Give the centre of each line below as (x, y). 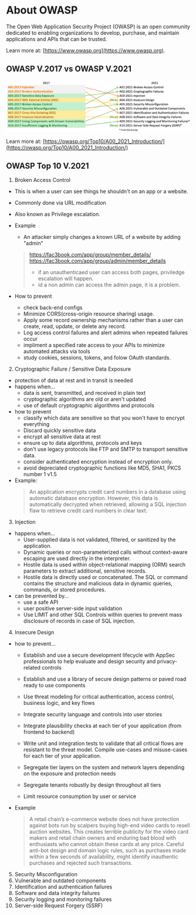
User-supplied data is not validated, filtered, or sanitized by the (99, 540)
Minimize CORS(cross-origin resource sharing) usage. (89, 314)
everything (36, 424)
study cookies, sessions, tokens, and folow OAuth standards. (97, 358)
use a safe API (41, 602)
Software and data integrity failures (57, 893)
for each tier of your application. (62, 756)
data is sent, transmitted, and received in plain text (84, 393)
